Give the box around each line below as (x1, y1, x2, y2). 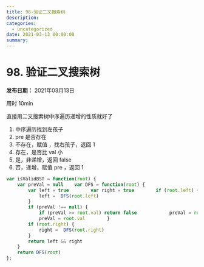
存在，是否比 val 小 (15, 148, 63, 155)
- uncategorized (12, 26, 53, 32)
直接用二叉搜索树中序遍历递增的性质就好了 (6, 112, 113, 119)
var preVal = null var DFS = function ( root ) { (17, 181, 146, 188)
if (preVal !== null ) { (28, 204, 88, 210)
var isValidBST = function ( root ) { (6, 176, 97, 182)
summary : (6, 37, 29, 43)
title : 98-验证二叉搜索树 (6, 9, 66, 15)
